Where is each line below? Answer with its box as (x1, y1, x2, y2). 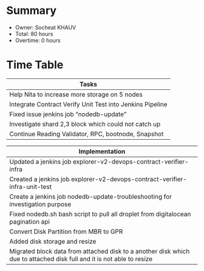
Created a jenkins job (9, 174, 70, 183)
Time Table (6, 58, 64, 72)
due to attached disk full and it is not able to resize (9, 255, 153, 263)
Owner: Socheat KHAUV (15, 24, 76, 31)
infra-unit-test (9, 182, 52, 191)
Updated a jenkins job (9, 157, 72, 166)
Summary (6, 4, 56, 18)
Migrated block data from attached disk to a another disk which (9, 247, 190, 255)
